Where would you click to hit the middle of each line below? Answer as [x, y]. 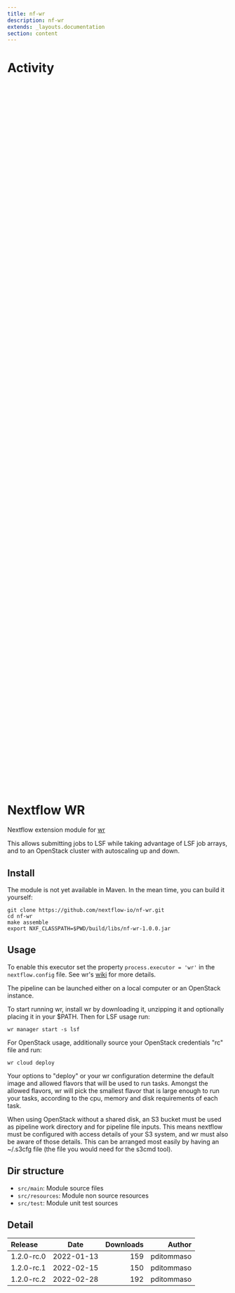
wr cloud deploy [31, 1063]
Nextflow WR [46, 810]
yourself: [20, 897]
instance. [21, 995]
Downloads [124, 1245]
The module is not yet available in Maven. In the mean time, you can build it [116, 889]
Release [25, 1245]
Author [179, 1245]
